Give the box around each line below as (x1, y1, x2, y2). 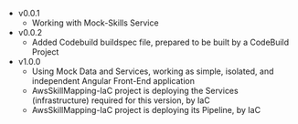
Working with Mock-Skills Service (31, 17, 159, 28)
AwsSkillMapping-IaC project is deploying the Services (31, 86, 239, 96)
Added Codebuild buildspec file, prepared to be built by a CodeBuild (31, 36, 290, 47)
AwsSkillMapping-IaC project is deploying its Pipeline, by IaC (31, 105, 261, 115)
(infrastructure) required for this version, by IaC (31, 95, 210, 106)
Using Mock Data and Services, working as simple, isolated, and (31, 66, 274, 77)
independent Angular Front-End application (31, 76, 195, 86)
